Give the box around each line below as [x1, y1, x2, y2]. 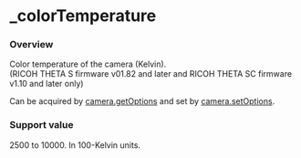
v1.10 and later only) [9, 79, 84, 90]
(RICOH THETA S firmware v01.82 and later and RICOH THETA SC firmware [9, 68, 293, 79]
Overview [9, 38, 54, 51]
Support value [9, 119, 74, 132]
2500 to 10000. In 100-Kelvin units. [9, 139, 141, 151]
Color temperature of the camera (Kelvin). [9, 58, 167, 69]
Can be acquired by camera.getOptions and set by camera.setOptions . [9, 96, 275, 107]
